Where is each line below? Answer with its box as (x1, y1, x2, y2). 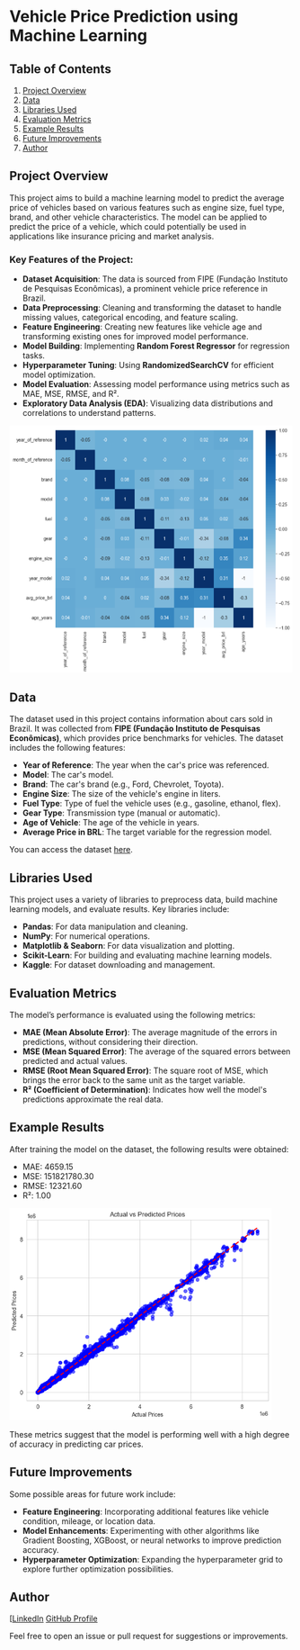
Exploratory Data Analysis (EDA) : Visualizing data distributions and (22, 398, 274, 409)
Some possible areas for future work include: (9, 1488, 176, 1500)
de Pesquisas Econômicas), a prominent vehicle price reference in (22, 284, 268, 294)
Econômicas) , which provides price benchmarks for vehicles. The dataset (9, 733, 284, 744)
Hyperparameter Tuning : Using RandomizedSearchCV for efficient (22, 360, 274, 371)
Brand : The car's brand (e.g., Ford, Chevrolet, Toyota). (22, 779, 225, 789)
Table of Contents (9, 61, 112, 77)
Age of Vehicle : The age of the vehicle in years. (22, 817, 200, 828)
